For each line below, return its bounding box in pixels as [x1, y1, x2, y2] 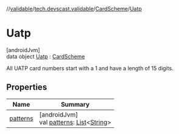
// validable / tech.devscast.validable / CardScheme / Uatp [6, 5, 142, 12]
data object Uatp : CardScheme [6, 53, 85, 60]
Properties [6, 82, 47, 93]
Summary [60, 100, 90, 109]
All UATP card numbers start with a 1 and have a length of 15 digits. [6, 64, 174, 72]
